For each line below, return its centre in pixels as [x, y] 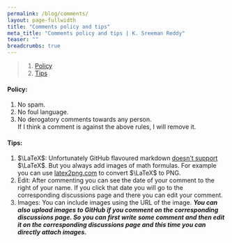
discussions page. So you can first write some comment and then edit [121, 217]
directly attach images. [52, 232]
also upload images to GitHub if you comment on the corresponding [118, 210]
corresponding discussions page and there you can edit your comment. [120, 195]
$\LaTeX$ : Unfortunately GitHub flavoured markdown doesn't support [117, 158]
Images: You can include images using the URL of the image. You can [117, 203]
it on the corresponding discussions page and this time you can [111, 225]
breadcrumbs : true [34, 46]
